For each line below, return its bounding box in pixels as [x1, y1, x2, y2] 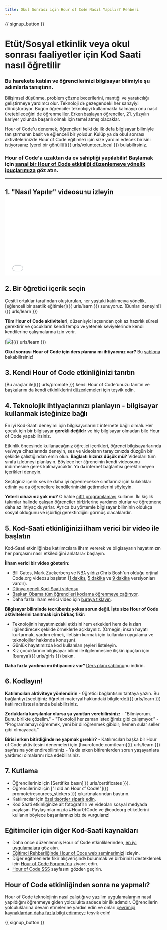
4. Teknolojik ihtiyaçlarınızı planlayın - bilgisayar [5, 401, 158, 410]
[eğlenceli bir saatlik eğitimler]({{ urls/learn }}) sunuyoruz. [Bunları [5, 303, 141, 309]
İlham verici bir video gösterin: [5, 560, 70, 566]
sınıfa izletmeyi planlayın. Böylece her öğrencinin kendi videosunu [5, 459, 140, 465]
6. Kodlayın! [5, 677, 43, 686]
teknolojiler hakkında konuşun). [12, 637, 77, 643]
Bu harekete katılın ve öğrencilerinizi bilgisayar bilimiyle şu [5, 77, 150, 84]
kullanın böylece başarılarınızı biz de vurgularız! [12, 812, 110, 818]
